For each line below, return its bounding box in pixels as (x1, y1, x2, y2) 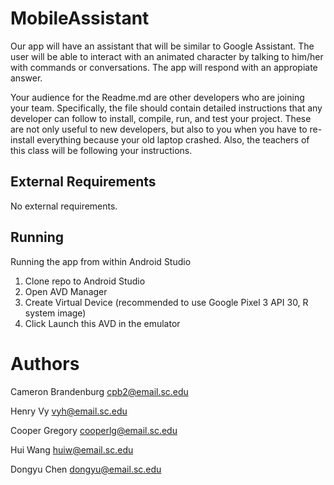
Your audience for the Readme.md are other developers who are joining (10, 91, 305, 103)
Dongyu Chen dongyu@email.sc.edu (10, 463, 162, 475)
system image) (24, 307, 87, 319)
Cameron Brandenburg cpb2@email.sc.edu (10, 385, 189, 397)
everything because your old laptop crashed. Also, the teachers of (36, 133, 310, 146)
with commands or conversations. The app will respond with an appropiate (10, 61, 318, 73)
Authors (10, 352, 80, 375)
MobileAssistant (10, 7, 150, 30)
